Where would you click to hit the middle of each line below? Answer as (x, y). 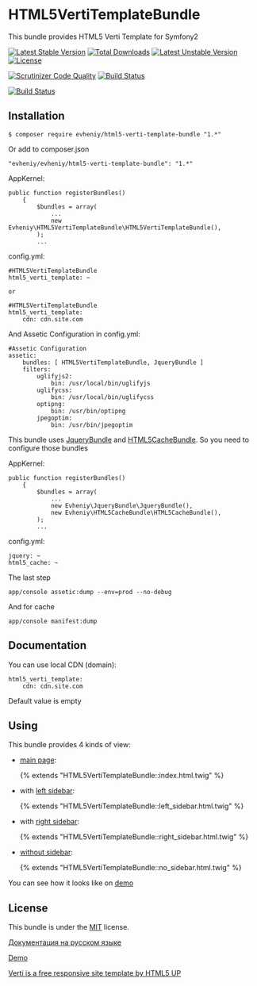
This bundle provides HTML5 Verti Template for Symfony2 (103, 36)
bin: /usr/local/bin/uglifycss (102, 397)
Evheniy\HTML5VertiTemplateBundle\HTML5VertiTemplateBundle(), (115, 228)
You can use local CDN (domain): (62, 665)
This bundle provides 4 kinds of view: (69, 745)
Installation (36, 116)
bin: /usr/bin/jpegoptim (92, 425)
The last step (30, 577)
